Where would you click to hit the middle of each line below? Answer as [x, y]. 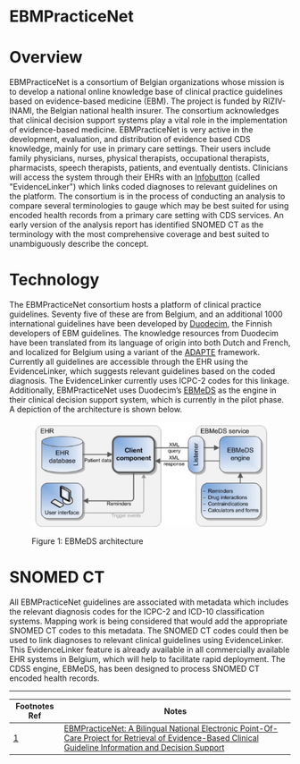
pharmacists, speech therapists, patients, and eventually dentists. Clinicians [149, 168]
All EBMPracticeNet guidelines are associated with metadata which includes [149, 602]
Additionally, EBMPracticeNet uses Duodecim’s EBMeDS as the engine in [143, 390]
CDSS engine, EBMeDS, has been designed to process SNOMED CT [135, 668]
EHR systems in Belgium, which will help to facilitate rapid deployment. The [147, 658]
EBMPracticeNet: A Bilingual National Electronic [151, 729]
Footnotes [35, 706]
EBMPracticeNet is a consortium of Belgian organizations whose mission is [147, 82]
